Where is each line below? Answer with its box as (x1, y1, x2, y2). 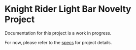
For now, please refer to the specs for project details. (4, 39, 112, 45)
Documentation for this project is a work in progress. (4, 30, 112, 36)
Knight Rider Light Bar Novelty (4, 3, 132, 15)
